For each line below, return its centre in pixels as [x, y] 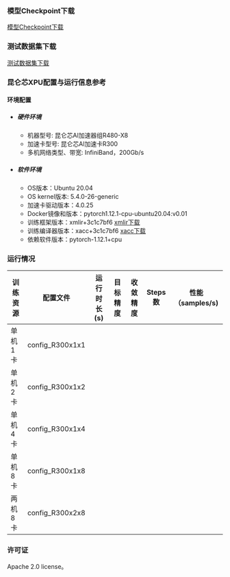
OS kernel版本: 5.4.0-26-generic [73, 197]
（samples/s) [196, 303]
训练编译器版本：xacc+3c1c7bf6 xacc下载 [86, 231]
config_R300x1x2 [56, 387]
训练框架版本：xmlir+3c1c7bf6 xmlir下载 [84, 222]
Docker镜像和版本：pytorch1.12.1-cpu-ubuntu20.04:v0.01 [107, 214]
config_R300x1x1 [56, 345]
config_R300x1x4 [56, 429]
